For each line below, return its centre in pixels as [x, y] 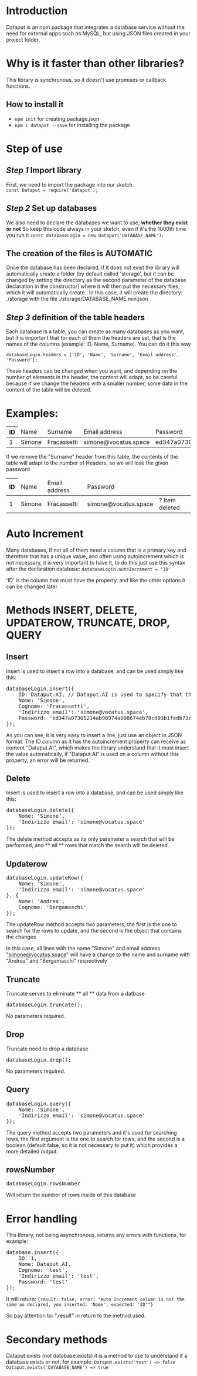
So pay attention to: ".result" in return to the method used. [76, 1316]
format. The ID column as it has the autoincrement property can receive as [96, 741]
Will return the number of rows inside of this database [71, 1195]
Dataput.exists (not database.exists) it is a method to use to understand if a [97, 1356]
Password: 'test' [43, 1282]
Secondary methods [57, 1339]
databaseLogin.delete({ [40, 810]
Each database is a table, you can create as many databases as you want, [95, 331]
